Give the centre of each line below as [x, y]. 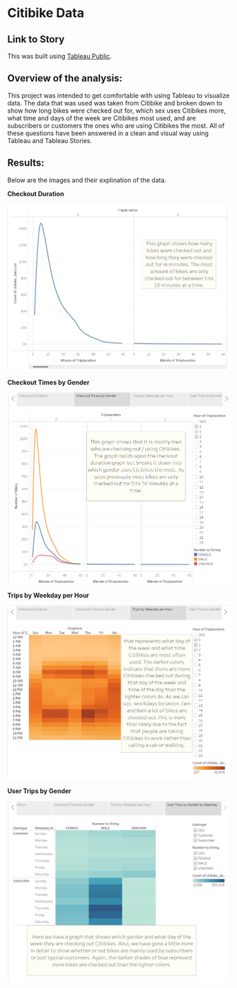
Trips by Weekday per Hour [48, 595]
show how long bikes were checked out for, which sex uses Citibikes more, [117, 110]
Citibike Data [46, 13]
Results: [26, 163]
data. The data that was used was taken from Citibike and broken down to [115, 103]
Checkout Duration [36, 193]
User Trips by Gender [40, 791]
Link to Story [36, 39]
